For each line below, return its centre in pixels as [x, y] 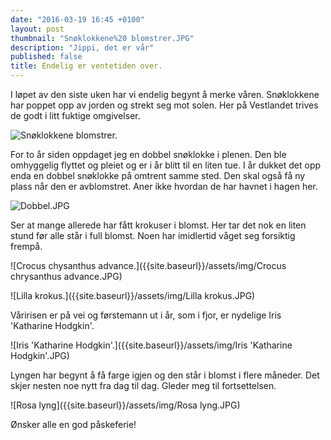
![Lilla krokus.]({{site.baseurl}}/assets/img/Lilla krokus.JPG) [133, 295]
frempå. [26, 246]
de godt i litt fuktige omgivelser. [75, 115]
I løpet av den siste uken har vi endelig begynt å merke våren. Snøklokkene [165, 94]
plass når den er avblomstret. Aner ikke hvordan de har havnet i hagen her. [164, 186]
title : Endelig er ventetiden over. [86, 66]
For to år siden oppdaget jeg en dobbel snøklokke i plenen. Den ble [148, 154]
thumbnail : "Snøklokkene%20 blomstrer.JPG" [102, 38]
